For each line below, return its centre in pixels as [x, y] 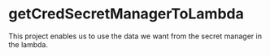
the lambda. [28, 44]
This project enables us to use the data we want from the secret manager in [135, 36]
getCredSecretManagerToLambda [126, 14]
